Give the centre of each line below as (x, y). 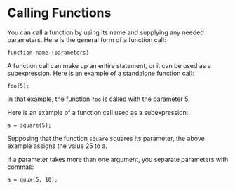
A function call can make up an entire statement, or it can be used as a (109, 65)
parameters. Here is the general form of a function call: (87, 39)
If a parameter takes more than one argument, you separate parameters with (118, 159)
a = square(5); (29, 125)
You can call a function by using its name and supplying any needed (106, 32)
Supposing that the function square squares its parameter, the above (106, 138)
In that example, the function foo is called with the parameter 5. (99, 99)
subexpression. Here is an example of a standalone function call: (101, 73)
